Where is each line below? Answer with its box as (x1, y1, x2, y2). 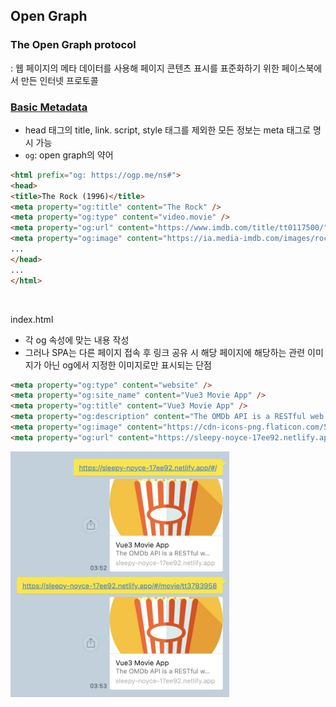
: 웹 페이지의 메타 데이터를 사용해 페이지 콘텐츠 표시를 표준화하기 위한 (10, 62, 280, 74)
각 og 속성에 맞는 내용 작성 (24, 334, 130, 346)
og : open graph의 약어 (24, 149, 114, 161)
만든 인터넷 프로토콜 (20, 74, 99, 86)
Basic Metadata (10, 100, 88, 114)
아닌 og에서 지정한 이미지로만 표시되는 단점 (43, 359, 213, 371)
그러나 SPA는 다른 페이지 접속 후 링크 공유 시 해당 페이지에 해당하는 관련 (24, 346, 306, 358)
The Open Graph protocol (10, 38, 137, 52)
